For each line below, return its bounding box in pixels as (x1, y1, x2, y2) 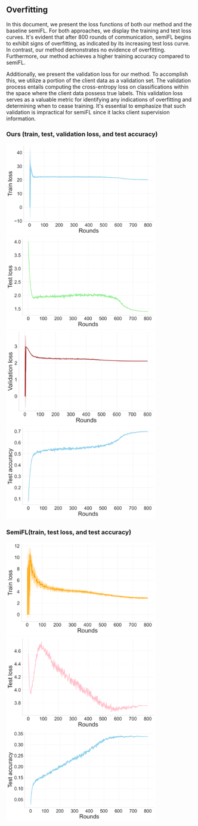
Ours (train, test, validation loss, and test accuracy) (6, 130, 158, 138)
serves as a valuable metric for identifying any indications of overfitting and (6, 96, 192, 103)
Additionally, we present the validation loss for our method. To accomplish (6, 70, 188, 77)
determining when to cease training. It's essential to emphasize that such (6, 102, 186, 110)
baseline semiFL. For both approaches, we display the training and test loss (6, 27, 192, 34)
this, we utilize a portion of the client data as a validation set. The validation (6, 77, 191, 84)
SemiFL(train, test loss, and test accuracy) (6, 528, 132, 536)
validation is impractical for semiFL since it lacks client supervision (6, 108, 170, 116)
